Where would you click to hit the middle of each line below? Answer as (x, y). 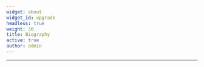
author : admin (24, 46)
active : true (23, 40)
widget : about (24, 12)
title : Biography (28, 35)
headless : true (25, 23)
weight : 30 (20, 29)
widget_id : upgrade (31, 18)
